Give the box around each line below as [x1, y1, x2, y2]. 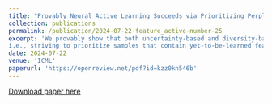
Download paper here [8, 86, 81, 96]
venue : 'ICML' [8, 57, 57, 65]
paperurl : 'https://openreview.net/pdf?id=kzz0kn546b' [8, 64, 198, 73]
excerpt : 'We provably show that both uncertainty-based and [8, 34, 219, 43]
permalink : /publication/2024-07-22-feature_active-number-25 [8, 27, 223, 35]
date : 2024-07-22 [8, 49, 67, 57]
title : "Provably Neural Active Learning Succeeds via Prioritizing [8, 11, 244, 20]
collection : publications [8, 19, 96, 27]
